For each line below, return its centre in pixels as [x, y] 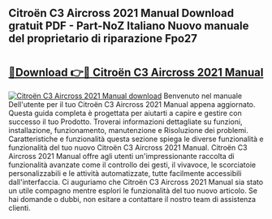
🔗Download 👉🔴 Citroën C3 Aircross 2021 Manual [136, 72]
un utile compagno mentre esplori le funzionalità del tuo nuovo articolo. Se [133, 191]
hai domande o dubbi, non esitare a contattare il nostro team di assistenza [132, 199]
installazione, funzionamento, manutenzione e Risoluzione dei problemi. [129, 130]
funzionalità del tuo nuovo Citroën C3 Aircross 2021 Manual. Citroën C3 [128, 148]
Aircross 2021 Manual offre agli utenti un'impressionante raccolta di [121, 156]
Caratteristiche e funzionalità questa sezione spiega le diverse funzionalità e [136, 139]
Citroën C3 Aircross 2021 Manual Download [121, 13]
